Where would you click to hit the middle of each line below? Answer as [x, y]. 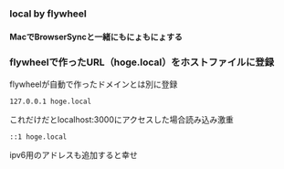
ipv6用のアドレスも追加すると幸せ [74, 154]
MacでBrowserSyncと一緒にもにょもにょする [96, 37]
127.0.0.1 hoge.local [51, 101]
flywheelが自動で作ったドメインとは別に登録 [94, 84]
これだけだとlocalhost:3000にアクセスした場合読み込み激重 [122, 119]
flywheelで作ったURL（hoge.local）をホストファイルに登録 [142, 62]
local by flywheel [48, 14]
